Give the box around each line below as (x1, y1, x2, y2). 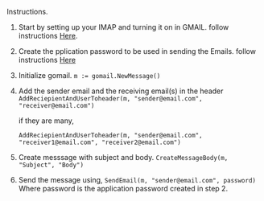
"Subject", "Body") (18, 161, 85, 169)
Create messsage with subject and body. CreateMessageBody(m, (18, 153, 229, 162)
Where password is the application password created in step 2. (18, 184, 229, 193)
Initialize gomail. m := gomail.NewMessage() (18, 71, 161, 80)
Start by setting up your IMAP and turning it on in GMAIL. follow (18, 23, 229, 31)
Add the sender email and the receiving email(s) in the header (18, 86, 224, 96)
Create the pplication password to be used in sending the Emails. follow (18, 47, 256, 55)
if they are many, (18, 116, 75, 125)
